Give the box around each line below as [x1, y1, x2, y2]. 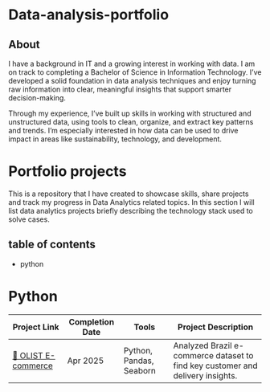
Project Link [12, 321, 59, 333]
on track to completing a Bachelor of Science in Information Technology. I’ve [8, 67, 262, 77]
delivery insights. [173, 370, 238, 381]
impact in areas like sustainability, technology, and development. [8, 134, 223, 144]
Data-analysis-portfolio [8, 6, 170, 24]
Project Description [178, 321, 254, 333]
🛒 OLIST [12, 349, 43, 361]
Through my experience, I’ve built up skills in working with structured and [8, 108, 252, 118]
